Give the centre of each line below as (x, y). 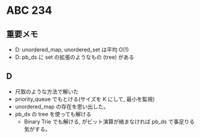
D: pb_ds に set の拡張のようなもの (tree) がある (74, 57)
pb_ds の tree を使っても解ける (53, 114)
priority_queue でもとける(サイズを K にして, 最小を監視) (85, 99)
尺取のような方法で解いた (47, 91)
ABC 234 (29, 10)
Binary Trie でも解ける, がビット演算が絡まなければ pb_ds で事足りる (109, 121)
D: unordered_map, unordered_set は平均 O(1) (72, 49)
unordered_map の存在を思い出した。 (62, 106)
